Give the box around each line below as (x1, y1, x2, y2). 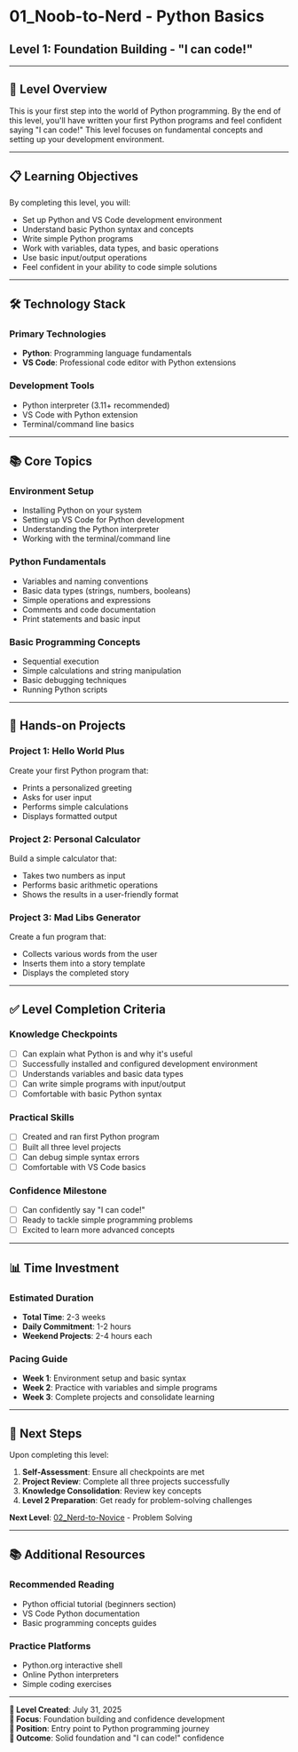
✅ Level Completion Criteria (9, 1001, 166, 1016)
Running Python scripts (21, 684, 108, 695)
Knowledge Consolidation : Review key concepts (21, 1485, 202, 1496)
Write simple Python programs (21, 233, 134, 243)
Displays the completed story (21, 968, 129, 978)
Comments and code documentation (21, 604, 156, 615)
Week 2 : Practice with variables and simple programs (21, 1382, 218, 1393)
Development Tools (9, 379, 95, 392)
